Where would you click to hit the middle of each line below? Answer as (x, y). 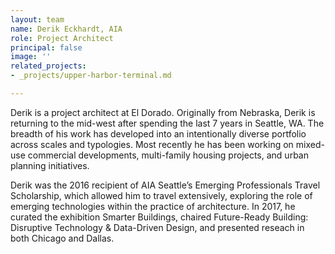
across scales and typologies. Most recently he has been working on (152, 144)
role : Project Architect (62, 38)
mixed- (310, 144)
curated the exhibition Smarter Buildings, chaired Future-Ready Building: (159, 217)
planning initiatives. (50, 165)
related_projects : (48, 66)
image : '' (31, 57)
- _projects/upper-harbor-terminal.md (91, 76)
